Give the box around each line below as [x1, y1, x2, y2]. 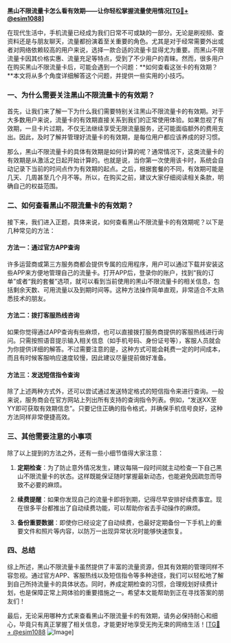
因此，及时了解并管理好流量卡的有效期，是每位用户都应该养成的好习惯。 [19, 133, 224, 142]
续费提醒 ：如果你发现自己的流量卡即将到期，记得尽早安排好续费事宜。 [16, 495, 217, 504]
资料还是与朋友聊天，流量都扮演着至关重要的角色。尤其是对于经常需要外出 [7, 37, 218, 45]
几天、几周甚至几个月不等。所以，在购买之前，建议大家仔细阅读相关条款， [7, 173, 218, 181]
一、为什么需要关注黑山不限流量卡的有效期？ [7, 90, 155, 100]
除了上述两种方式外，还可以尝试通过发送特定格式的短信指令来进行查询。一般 [7, 387, 224, 396]
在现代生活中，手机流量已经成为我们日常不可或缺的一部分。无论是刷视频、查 [7, 29, 224, 36]
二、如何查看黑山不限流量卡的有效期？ [7, 201, 134, 210]
